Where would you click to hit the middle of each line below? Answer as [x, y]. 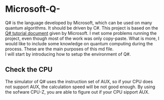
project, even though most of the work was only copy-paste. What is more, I [82, 38]
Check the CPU [29, 70]
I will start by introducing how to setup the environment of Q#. [68, 54]
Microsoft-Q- [33, 9]
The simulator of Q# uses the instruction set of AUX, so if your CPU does [79, 81]
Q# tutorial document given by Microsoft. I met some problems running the [81, 33]
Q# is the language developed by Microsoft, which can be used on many [79, 23]
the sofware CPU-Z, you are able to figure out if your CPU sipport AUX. [77, 92]
